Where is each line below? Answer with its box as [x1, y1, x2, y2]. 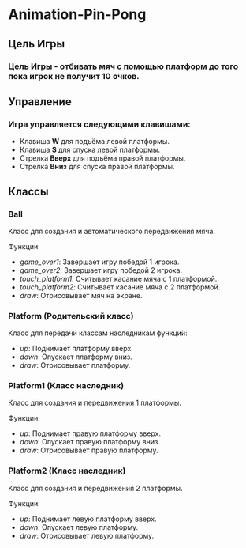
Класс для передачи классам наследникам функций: [8, 328, 188, 338]
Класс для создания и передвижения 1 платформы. [8, 398, 181, 408]
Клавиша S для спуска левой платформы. [19, 145, 160, 155]
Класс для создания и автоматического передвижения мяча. [8, 226, 215, 236]
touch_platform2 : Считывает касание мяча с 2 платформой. [19, 282, 221, 292]
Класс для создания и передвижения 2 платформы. [8, 483, 183, 493]
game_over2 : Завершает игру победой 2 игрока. [19, 265, 183, 274]
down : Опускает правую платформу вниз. [19, 437, 160, 447]
